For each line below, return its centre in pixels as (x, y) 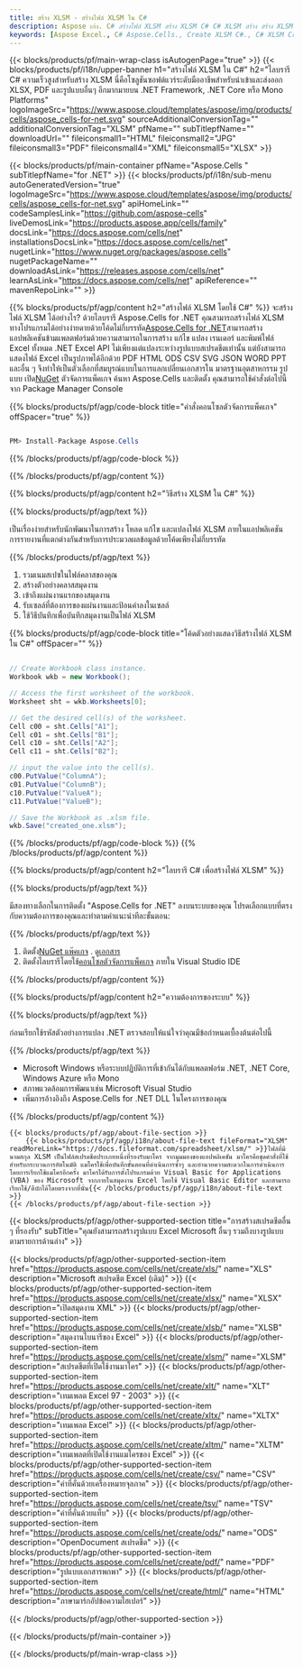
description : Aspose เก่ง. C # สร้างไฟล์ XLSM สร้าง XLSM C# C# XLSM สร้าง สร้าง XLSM (151, 26)
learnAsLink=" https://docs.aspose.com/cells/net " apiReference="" (133, 281)
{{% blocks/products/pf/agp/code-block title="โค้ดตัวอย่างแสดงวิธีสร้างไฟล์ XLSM (151, 633)
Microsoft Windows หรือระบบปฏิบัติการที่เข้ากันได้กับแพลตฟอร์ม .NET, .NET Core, (156, 1068)
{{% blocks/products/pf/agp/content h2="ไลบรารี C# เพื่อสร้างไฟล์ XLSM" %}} (147, 871)
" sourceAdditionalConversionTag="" (190, 119)
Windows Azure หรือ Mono (71, 1078)
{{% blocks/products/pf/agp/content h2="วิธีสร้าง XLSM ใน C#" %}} (132, 493)
